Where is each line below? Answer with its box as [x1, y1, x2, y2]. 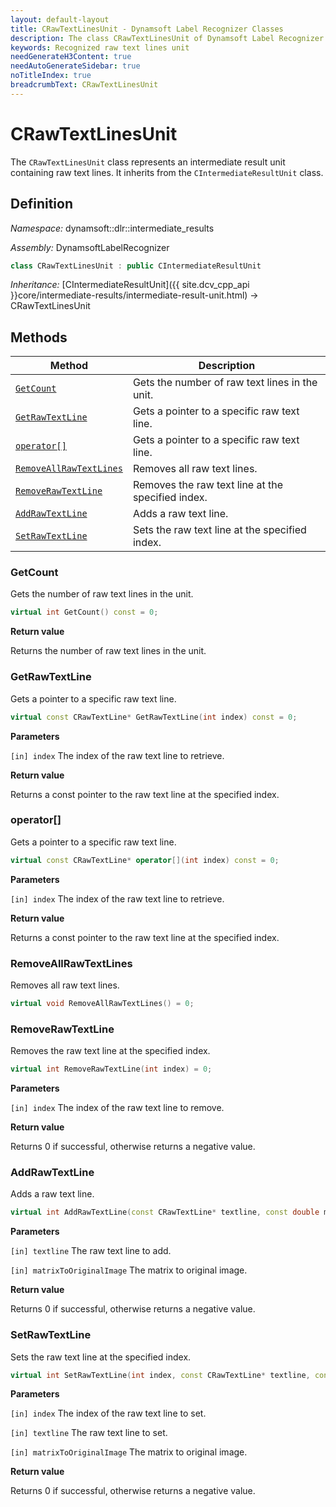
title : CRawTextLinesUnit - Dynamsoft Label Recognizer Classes [10, 24, 284, 34]
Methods [10, 329, 68, 346]
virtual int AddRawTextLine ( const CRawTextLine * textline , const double [10, 1207, 320, 1218]
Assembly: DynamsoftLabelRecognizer [10, 241, 170, 253]
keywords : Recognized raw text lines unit [10, 42, 190, 53]
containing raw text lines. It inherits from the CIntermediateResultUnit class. [10, 166, 324, 178]
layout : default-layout [10, 14, 110, 25]
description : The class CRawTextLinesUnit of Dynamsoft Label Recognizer [10, 33, 325, 43]
